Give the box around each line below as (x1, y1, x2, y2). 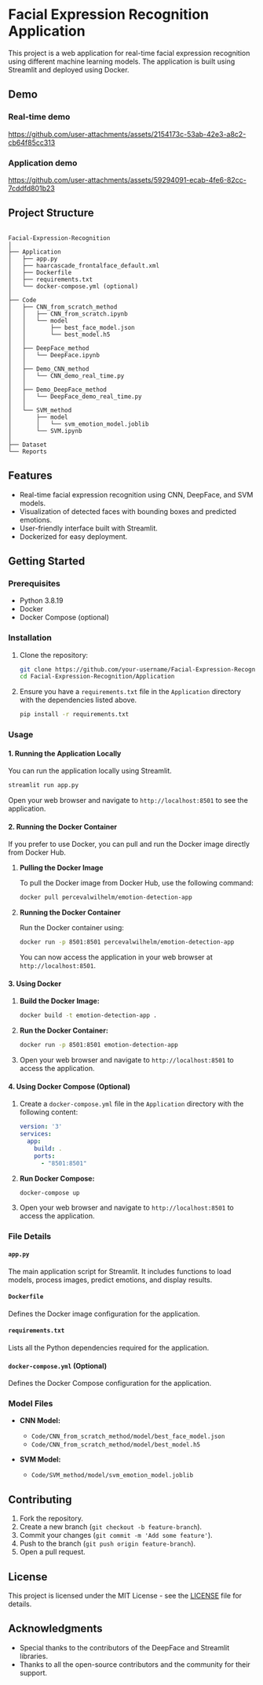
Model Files (8, 1399, 53, 1410)
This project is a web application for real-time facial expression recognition (8, 48, 250, 57)
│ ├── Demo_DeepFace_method (8, 386, 108, 394)
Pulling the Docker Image (19, 863, 104, 873)
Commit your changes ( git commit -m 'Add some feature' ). (19, 1531, 214, 1540)
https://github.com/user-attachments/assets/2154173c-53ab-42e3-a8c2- (8, 129, 247, 139)
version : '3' (19, 1123, 63, 1131)
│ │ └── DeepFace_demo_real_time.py (8, 392, 143, 401)
